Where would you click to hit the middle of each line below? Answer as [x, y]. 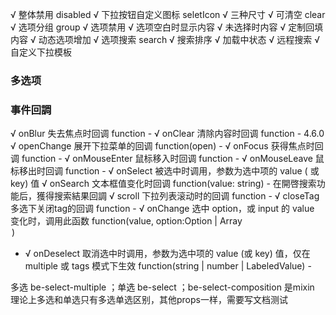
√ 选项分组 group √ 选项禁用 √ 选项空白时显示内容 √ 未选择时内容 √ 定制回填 [167, 27]
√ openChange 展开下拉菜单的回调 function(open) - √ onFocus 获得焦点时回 [167, 146]
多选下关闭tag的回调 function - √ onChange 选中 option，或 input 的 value [162, 209]
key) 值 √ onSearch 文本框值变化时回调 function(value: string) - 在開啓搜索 [163, 184]
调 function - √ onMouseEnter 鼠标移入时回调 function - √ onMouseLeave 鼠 [167, 159]
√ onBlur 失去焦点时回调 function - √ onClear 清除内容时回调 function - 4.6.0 [167, 134]
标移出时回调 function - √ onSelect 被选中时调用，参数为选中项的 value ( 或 [165, 171]
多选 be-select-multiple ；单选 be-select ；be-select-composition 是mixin [162, 287]
